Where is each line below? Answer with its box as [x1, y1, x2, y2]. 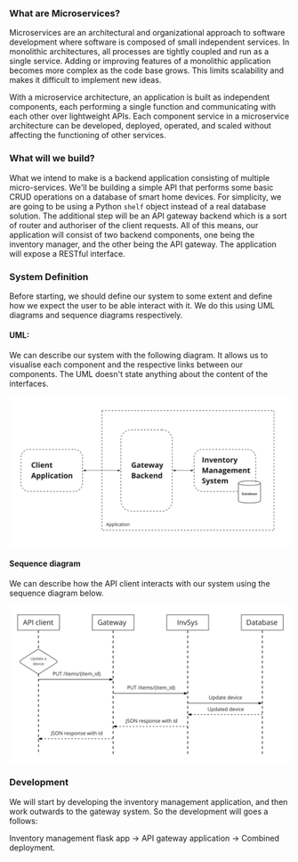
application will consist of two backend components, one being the [9, 229, 255, 240]
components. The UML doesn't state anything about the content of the [9, 369, 269, 380]
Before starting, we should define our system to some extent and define [9, 291, 273, 301]
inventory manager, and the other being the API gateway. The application [9, 239, 278, 250]
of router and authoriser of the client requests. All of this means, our [9, 219, 259, 230]
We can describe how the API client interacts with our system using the [9, 579, 270, 589]
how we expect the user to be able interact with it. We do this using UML [9, 300, 276, 310]
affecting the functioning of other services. [9, 130, 166, 141]
